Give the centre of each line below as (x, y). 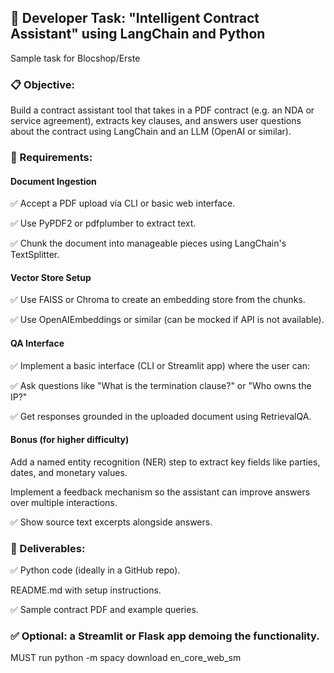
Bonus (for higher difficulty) (70, 440)
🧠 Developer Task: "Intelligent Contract (135, 18)
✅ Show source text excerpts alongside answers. (111, 522)
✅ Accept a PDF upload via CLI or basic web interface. (123, 203)
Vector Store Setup (51, 277)
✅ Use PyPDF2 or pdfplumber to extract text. (103, 223)
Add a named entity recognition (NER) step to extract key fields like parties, (165, 462)
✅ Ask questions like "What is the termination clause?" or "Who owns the (161, 385)
